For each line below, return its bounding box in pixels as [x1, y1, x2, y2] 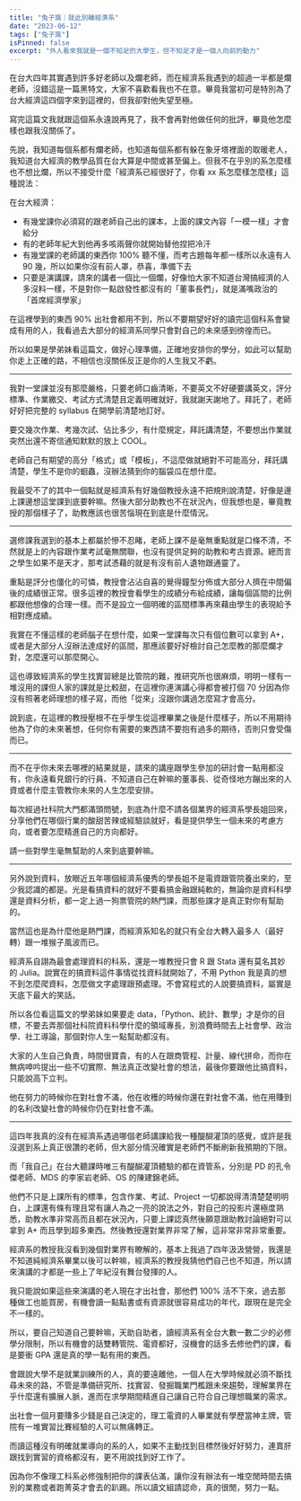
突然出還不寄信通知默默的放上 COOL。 [9, 436, 152, 446]
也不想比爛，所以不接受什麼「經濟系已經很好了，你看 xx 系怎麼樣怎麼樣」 [9, 167, 282, 178]
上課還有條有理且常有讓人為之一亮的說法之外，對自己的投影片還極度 [24, 1203, 276, 1214]
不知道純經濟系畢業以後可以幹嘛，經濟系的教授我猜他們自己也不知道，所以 [9, 1255, 284, 1267]
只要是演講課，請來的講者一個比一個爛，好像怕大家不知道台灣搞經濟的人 [21, 272, 289, 283]
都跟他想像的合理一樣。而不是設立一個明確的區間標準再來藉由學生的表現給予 [9, 599, 292, 610]
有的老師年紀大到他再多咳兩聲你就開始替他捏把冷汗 [21, 239, 211, 250]
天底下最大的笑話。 [9, 990, 81, 1001]
